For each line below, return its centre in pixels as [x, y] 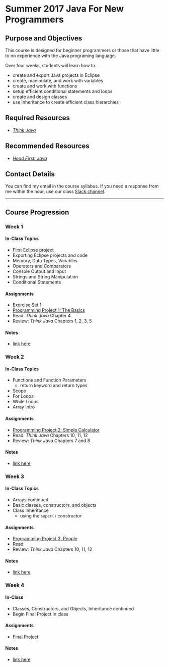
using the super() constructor [51, 516]
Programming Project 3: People [45, 539]
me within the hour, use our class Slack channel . [55, 192]
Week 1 [14, 226]
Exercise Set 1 [27, 305]
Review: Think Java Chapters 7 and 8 [51, 441]
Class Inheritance [31, 510]
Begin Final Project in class [40, 614]
